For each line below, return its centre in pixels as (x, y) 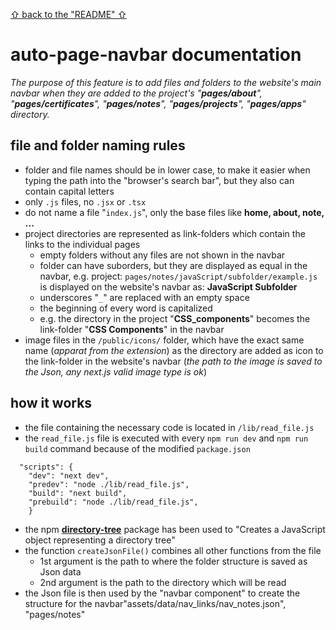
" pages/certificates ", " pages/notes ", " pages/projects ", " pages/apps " (158, 103)
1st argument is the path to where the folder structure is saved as (173, 561)
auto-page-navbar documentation (156, 55)
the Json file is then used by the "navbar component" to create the (162, 593)
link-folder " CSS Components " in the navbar (132, 329)
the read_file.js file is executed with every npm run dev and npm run (166, 438)
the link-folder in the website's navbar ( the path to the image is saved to (173, 361)
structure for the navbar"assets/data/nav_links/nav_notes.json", (155, 603)
